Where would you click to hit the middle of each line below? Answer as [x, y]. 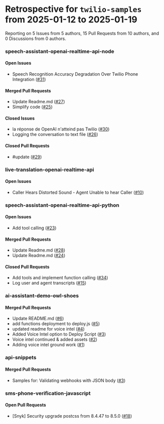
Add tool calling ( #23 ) [34, 228]
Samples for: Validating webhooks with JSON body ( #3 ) [69, 380]
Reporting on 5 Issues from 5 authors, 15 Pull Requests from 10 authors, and [82, 33]
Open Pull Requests [26, 405]
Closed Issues [20, 118]
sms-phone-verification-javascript [48, 393]
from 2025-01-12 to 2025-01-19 [71, 20]
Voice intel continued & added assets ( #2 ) [55, 339]
